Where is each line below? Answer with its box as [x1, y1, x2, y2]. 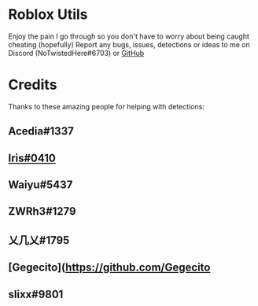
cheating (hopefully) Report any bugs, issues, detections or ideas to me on [8, 39, 250, 49]
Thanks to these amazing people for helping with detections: [8, 101, 205, 111]
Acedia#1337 [8, 124, 75, 138]
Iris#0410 [8, 151, 57, 164]
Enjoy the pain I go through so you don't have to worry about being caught [8, 31, 250, 41]
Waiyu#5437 [8, 179, 73, 192]
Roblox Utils [8, 6, 88, 24]
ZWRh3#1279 [8, 205, 76, 218]
